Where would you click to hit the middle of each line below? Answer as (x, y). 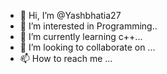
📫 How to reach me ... (66, 58)
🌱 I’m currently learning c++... (81, 36)
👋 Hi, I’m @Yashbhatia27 (70, 15)
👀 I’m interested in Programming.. (88, 26)
